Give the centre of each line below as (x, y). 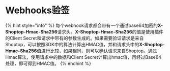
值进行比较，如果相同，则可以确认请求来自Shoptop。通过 (97, 51)
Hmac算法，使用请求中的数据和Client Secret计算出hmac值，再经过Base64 (83, 57)
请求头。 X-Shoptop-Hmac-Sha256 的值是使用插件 (110, 31)
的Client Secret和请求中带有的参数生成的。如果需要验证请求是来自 (75, 38)
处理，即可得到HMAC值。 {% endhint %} (48, 63)
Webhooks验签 (37, 10)
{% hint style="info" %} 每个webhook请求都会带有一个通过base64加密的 (81, 25)
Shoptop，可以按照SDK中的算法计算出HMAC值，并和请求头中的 (72, 44)
